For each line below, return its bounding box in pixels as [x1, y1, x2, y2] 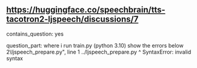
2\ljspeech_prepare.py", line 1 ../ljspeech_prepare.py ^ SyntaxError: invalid [6, 48, 192, 55]
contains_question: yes [6, 30, 64, 37]
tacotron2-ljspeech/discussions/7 [6, 14, 139, 25]
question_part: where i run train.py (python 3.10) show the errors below [6, 42, 184, 49]
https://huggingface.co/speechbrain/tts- [6, 5, 165, 15]
